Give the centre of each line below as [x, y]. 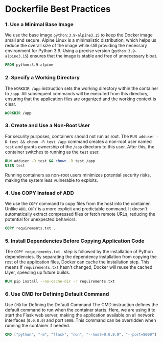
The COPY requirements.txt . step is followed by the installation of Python [79, 252]
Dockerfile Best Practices [58, 9]
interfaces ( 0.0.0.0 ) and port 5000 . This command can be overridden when [81, 320]
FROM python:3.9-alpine [29, 65]
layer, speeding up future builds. [38, 272]
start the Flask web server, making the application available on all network [80, 315]
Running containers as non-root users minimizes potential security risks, [78, 175]
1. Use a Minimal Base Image [39, 25]
